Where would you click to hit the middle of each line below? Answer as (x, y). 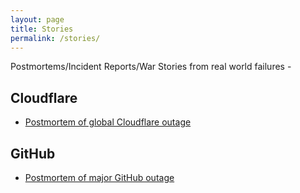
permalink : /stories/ (55, 38)
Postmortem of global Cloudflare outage (108, 122)
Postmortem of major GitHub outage (99, 177)
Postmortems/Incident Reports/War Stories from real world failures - (151, 67)
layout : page (37, 19)
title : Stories (42, 29)
